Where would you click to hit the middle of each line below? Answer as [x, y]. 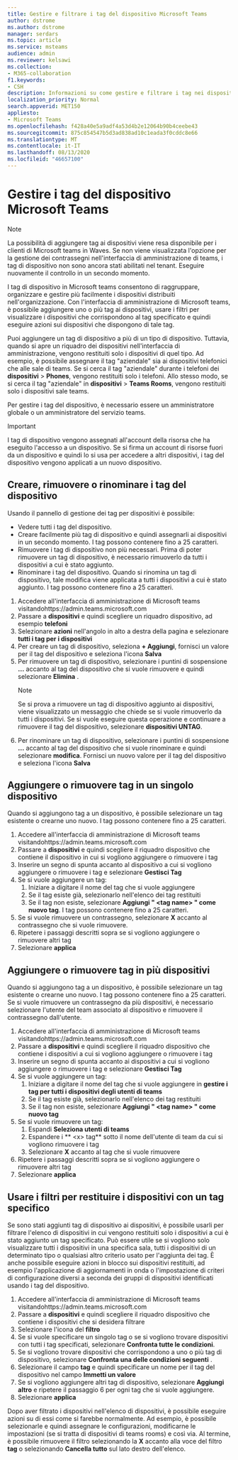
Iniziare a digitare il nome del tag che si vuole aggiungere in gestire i [128, 1084]
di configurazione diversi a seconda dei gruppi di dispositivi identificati [110, 1278]
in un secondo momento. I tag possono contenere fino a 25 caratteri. [118, 542]
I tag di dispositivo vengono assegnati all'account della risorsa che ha [109, 440]
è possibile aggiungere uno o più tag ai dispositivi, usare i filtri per [103, 309]
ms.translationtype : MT [42, 139]
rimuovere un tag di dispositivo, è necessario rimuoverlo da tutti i [112, 557]
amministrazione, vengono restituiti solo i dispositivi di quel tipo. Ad [106, 353]
